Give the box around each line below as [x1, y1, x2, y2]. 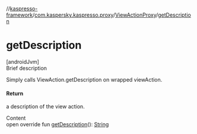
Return [6, 89, 24, 97]
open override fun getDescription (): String [6, 121, 109, 128]
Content [6, 114, 26, 121]
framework [6, 11, 33, 18]
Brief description [6, 64, 47, 71]
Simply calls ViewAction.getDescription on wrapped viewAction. [6, 76, 163, 83]
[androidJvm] [6, 58, 40, 65]
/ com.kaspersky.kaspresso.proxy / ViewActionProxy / [32, 11, 158, 18]
